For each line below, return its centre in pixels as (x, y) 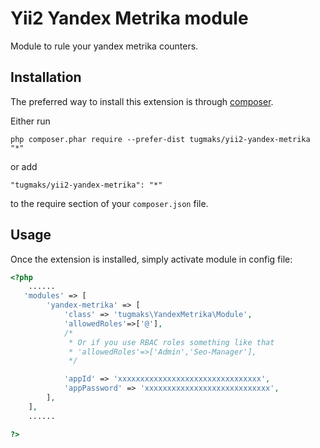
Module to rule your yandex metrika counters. (104, 46)
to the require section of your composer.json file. (109, 203)
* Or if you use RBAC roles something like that (171, 342)
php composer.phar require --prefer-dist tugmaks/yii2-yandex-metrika (160, 139)
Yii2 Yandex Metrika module (129, 18)
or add (24, 166)
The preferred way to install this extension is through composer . (142, 101)
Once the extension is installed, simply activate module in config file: (151, 259)
